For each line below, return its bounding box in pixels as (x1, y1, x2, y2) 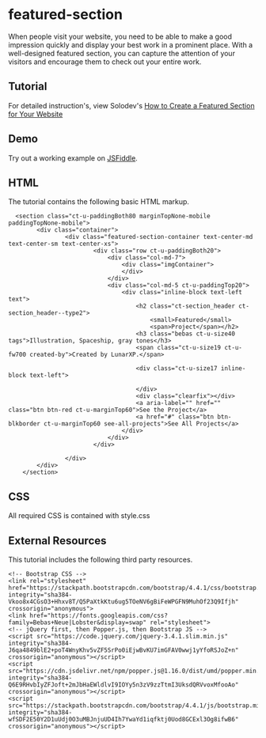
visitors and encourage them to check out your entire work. (8, 57, 202, 66)
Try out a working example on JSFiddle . (8, 153, 139, 163)
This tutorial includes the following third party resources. (8, 555, 193, 564)
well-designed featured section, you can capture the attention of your (8, 48, 236, 58)
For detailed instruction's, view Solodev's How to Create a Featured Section (8, 100, 255, 110)
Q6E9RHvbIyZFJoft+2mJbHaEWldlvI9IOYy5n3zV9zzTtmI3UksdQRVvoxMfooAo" (8, 681, 239, 689)
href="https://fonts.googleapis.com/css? (28, 611, 169, 619)
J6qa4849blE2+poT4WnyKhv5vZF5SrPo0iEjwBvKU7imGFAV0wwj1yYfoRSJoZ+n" (8, 646, 239, 654)
